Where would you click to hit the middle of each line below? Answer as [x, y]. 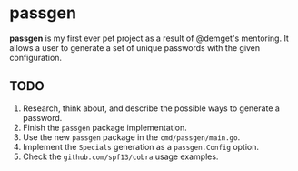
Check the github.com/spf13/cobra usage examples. [120, 156]
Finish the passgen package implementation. [105, 127]
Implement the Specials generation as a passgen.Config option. [141, 146]
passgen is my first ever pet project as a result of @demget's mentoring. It [149, 38]
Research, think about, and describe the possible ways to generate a [151, 108]
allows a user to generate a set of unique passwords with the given [135, 47]
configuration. [35, 57]
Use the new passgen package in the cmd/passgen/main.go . [131, 137]
